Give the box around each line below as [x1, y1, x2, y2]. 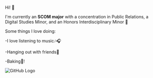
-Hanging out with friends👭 [5, 49, 60, 55]
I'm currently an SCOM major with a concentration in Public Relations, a [5, 14, 149, 19]
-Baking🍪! [5, 58, 25, 64]
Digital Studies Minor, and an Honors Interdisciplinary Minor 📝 [5, 19, 128, 25]
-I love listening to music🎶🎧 [5, 38, 62, 43]
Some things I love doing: [5, 28, 56, 34]
